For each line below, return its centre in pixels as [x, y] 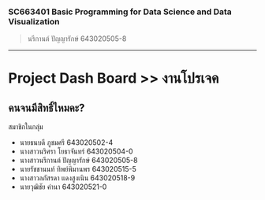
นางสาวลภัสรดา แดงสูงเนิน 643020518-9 [77, 178]
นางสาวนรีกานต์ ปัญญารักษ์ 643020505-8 [78, 161]
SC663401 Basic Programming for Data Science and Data [120, 12]
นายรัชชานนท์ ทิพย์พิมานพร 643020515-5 [78, 169]
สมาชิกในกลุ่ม [26, 127]
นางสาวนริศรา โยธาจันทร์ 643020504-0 [76, 151]
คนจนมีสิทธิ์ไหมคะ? [47, 107]
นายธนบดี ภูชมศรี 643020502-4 [66, 143]
